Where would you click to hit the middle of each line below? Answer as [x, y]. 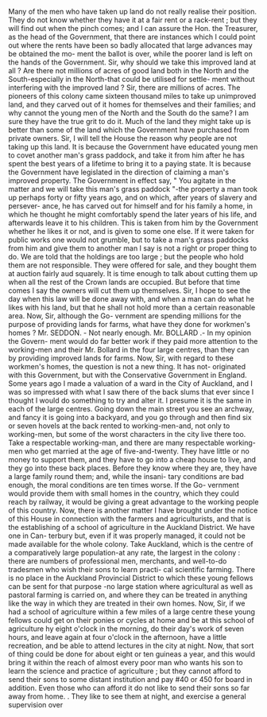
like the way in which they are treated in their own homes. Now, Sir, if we [127, 603]
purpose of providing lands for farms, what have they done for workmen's [129, 324]
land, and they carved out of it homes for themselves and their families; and [132, 104]
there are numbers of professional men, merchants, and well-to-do [118, 561]
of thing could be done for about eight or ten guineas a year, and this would [132, 654]
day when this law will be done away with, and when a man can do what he [131, 299]
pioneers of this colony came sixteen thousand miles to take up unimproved [132, 96]
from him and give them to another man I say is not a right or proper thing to [132, 248]
